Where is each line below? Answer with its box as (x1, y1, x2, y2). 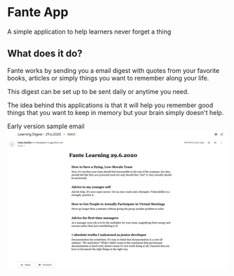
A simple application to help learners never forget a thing (7, 27, 172, 36)
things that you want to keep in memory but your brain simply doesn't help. (7, 108, 224, 116)
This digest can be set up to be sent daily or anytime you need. (7, 87, 189, 95)
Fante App (7, 4, 69, 20)
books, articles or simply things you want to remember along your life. (7, 74, 209, 82)
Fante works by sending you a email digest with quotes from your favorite (7, 66, 220, 74)
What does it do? (7, 48, 83, 60)
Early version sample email (7, 122, 85, 130)
